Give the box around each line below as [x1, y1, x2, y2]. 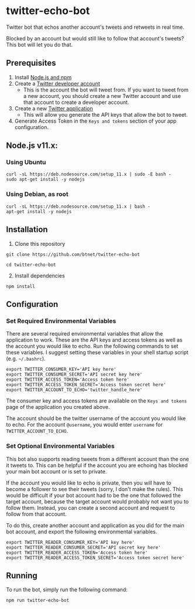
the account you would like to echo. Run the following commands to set [6, 343, 179, 350]
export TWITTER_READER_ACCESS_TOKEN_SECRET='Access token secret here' [6, 554, 184, 561]
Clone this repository [14, 240, 66, 247]
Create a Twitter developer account [14, 80, 101, 87]
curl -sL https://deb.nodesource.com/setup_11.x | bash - [6, 204, 150, 209]
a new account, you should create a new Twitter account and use [23, 92, 182, 99]
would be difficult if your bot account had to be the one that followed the [6, 492, 181, 499]
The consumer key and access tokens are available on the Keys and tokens [6, 397, 187, 404]
